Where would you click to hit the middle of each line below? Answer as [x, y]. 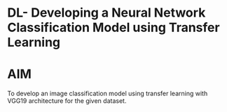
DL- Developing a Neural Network [106, 13]
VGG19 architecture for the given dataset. [67, 101]
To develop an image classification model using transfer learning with [108, 94]
